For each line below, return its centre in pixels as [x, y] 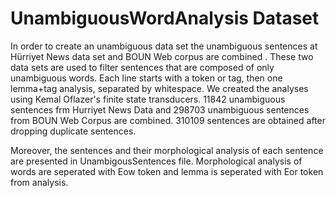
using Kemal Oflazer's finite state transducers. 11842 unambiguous [148, 99]
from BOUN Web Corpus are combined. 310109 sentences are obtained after [168, 120]
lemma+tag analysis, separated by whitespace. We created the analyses [159, 88]
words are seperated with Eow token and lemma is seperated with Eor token [167, 171]
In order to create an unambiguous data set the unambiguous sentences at [164, 46]
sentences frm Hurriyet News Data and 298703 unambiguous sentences [160, 109]
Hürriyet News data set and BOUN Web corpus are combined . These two [162, 56]
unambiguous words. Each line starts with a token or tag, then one [146, 78]
